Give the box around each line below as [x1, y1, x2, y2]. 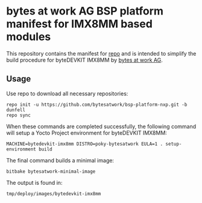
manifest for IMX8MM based [6, 17, 153, 31]
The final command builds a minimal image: [6, 156, 115, 164]
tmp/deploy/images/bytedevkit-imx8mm [6, 190, 101, 197]
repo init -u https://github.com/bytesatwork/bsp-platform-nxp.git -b [6, 101, 188, 108]
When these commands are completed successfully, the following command [6, 123, 197, 130]
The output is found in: [6, 179, 63, 186]
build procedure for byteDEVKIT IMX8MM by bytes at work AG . [6, 56, 163, 63]
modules [6, 30, 51, 43]
